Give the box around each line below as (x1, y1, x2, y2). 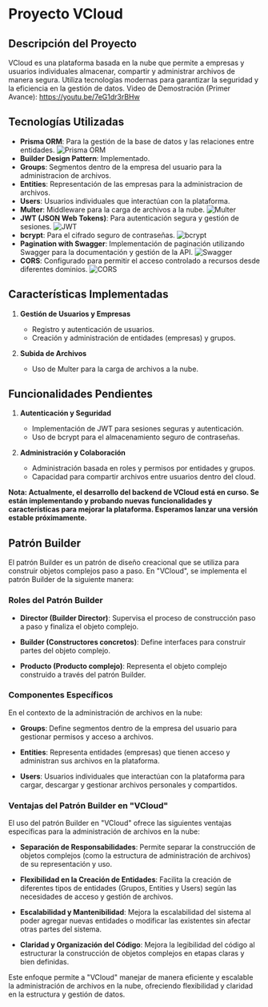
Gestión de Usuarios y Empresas (19, 309, 131, 318)
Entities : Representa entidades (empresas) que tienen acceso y (19, 747, 230, 757)
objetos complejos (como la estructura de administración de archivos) (19, 851, 251, 860)
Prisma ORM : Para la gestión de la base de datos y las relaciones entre (19, 136, 254, 146)
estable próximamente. (8, 513, 87, 523)
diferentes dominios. (19, 264, 88, 273)
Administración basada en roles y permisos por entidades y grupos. (31, 463, 256, 473)
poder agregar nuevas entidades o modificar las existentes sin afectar (19, 916, 251, 926)
